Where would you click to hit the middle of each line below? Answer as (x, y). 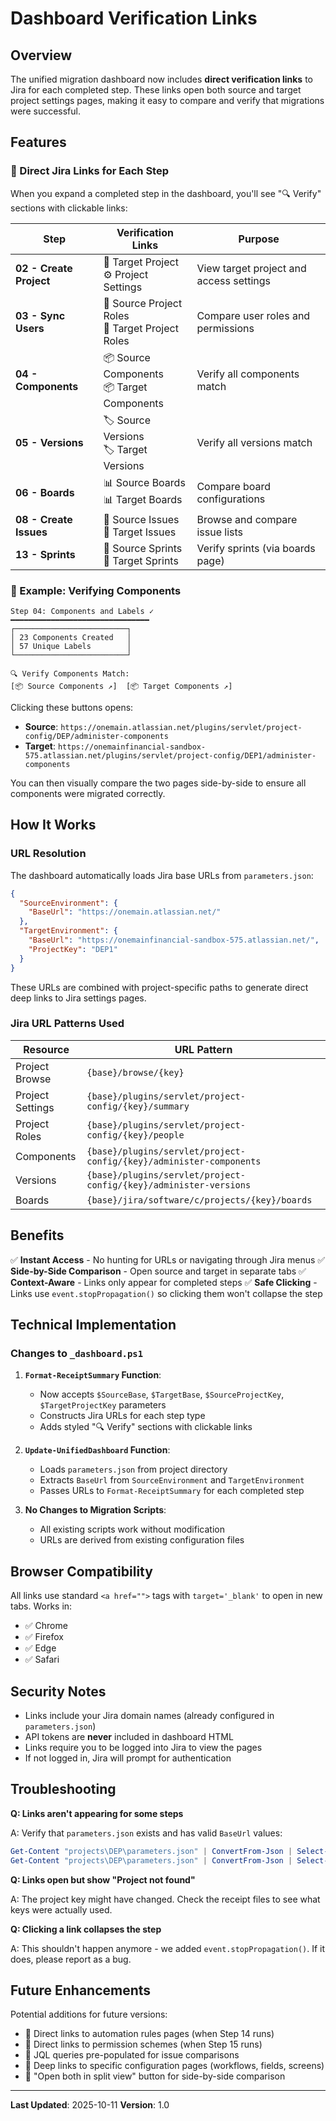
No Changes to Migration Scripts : (95, 1510)
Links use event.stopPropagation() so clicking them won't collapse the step (166, 1293)
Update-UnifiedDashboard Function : (97, 1450)
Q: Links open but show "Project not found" (103, 1879)
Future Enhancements (81, 1990)
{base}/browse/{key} (135, 1072)
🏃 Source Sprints (143, 548)
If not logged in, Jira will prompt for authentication (128, 1758)
